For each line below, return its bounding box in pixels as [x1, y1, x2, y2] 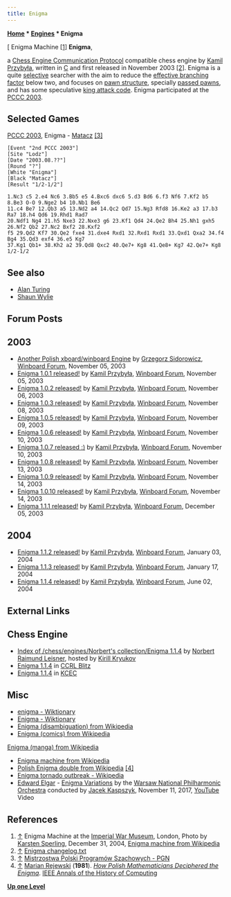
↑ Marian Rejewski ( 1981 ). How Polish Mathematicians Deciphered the [17, 862, 219, 870]
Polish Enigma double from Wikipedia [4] [17, 764, 134, 772]
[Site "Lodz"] [7, 151, 48, 158]
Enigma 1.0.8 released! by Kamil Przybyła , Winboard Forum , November [17, 458, 219, 466]
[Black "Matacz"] [7, 175, 57, 182]
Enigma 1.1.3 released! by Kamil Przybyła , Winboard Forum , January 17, [17, 563, 219, 571]
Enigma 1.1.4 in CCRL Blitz [17, 662, 91, 670]
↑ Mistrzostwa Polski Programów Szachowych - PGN [17, 854, 170, 862]
